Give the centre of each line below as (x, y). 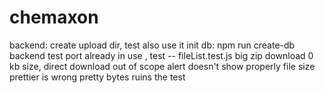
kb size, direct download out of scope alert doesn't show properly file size (162, 66)
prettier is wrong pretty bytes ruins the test (97, 77)
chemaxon (54, 17)
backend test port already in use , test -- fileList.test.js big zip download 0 (161, 55)
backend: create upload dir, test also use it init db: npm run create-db (152, 45)
